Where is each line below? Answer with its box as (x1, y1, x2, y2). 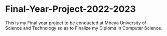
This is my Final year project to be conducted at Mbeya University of (5, 20, 147, 26)
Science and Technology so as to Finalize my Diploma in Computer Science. (5, 25, 162, 31)
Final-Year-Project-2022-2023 (5, 3, 136, 15)
